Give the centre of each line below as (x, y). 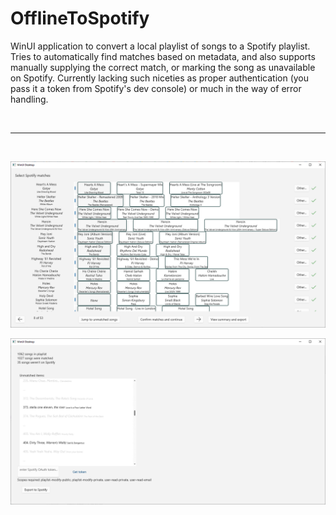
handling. (29, 99)
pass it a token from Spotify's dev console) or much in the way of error (156, 88)
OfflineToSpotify (80, 18)
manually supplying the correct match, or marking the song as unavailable (163, 67)
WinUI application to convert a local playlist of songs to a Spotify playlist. (160, 46)
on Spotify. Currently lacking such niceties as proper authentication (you (160, 78)
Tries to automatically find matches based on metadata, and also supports (163, 56)
